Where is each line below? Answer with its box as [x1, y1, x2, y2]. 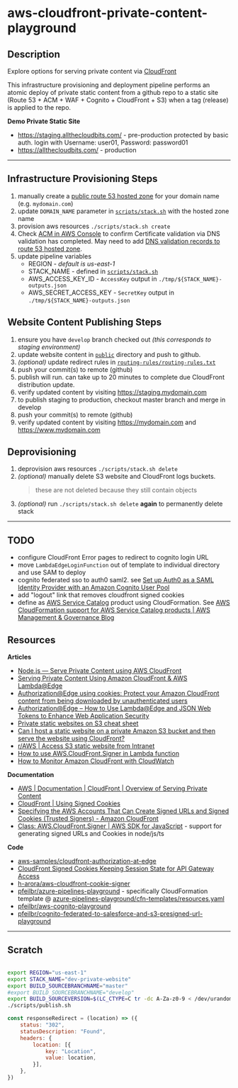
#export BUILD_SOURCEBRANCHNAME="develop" [7, 989, 135, 996]
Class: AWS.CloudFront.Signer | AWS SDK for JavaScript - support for [17, 822, 222, 830]
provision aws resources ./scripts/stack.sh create [17, 222, 171, 230]
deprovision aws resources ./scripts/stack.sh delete [17, 465, 178, 473]
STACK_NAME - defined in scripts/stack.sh [28, 267, 159, 276]
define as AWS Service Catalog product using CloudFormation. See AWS [17, 599, 230, 607]
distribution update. [17, 380, 75, 389]
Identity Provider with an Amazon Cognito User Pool [17, 583, 170, 592]
